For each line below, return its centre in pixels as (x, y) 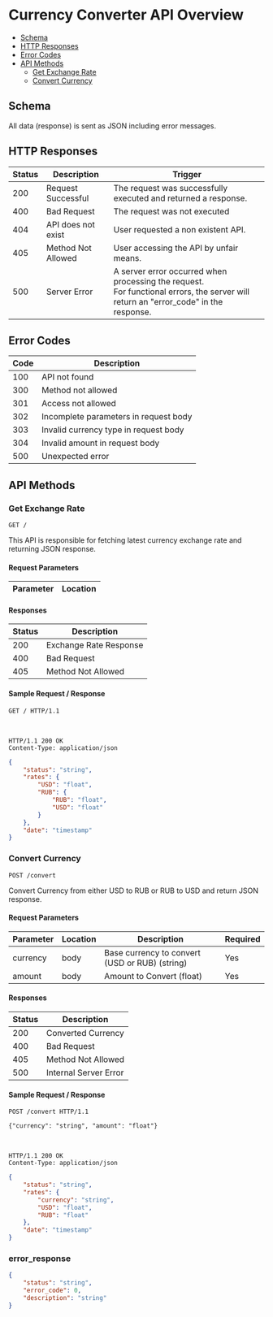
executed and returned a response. (180, 198)
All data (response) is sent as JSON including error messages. (113, 126)
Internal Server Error (85, 1072)
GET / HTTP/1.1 (34, 711)
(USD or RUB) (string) (146, 963)
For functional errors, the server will (182, 292)
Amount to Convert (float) (154, 976)
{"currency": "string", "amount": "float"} (83, 1126)
